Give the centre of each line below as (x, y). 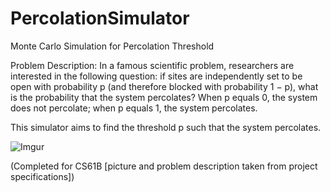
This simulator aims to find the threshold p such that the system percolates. (166, 127)
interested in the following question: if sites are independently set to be (156, 76)
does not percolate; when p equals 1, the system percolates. (134, 108)
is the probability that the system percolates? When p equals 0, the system (164, 97)
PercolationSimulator (100, 18)
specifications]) (42, 176)
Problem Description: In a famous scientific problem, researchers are (152, 65)
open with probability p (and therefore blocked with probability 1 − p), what (164, 86)
